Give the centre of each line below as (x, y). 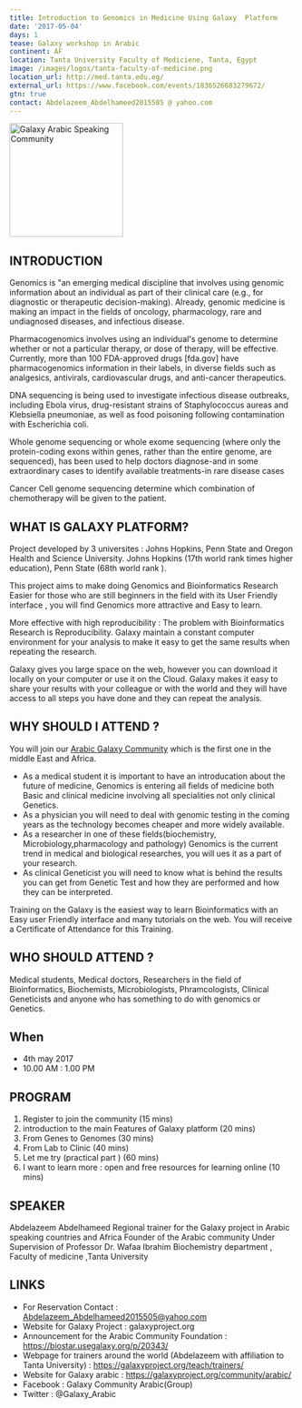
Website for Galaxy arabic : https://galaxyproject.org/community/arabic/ (157, 1374)
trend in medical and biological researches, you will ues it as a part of (152, 853)
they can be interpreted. (68, 891)
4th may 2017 (48, 1059)
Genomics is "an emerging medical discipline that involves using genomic (147, 283)
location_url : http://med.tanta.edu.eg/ (87, 77)
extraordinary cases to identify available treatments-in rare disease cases (147, 471)
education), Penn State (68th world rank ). (88, 568)
